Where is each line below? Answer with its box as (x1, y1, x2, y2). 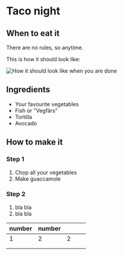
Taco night (6, 4, 61, 18)
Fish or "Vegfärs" (14, 107, 58, 114)
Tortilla (14, 113, 32, 121)
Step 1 (6, 155, 25, 163)
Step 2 (6, 190, 26, 199)
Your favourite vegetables (14, 100, 79, 107)
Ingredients (6, 85, 50, 95)
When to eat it (6, 28, 60, 38)
